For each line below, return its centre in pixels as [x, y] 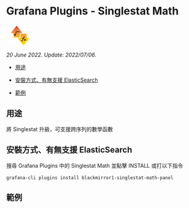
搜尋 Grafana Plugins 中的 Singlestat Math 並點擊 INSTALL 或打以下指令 [95, 165]
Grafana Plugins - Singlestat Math [92, 11]
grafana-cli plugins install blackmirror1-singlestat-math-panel [90, 178]
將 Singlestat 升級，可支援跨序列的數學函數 [60, 129]
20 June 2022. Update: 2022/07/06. [51, 55]
